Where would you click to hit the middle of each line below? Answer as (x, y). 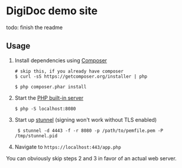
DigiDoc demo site (52, 11)
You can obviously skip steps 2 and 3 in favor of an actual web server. (92, 158)
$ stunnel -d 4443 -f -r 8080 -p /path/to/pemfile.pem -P (90, 131)
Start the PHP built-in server (49, 98)
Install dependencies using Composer (61, 60)
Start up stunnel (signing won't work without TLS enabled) (86, 119)
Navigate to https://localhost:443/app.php (68, 147)
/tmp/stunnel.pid (36, 136)
